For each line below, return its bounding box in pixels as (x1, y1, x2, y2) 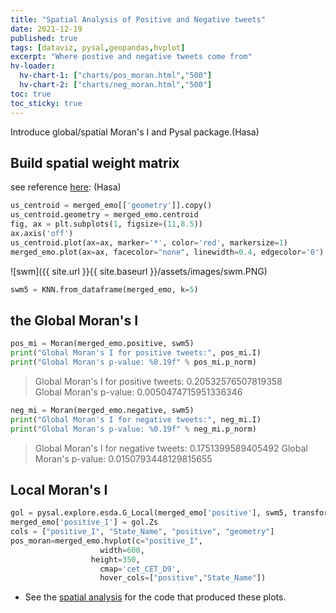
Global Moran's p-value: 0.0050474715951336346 (34, 386, 243, 398)
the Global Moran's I (10, 312, 139, 329)
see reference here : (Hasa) (10, 181, 122, 193)
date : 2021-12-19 (10, 24, 83, 34)
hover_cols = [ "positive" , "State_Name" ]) (99, 573, 267, 583)
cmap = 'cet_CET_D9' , (99, 564, 182, 574)
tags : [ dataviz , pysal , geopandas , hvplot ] (10, 42, 186, 53)
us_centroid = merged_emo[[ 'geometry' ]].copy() (10, 201, 213, 211)
